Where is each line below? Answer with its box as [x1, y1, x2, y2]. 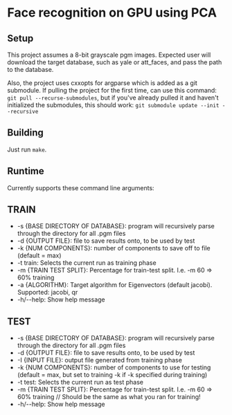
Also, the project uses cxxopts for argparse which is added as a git [7, 79, 197, 87]
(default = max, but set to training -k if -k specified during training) [17, 371, 208, 379]
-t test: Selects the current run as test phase [17, 378, 144, 387]
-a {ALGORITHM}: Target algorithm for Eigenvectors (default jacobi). [17, 281, 213, 289]
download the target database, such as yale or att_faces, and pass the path [7, 58, 222, 66]
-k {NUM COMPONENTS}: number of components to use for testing [17, 363, 211, 371]
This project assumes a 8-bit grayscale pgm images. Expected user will [7, 50, 211, 59]
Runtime [7, 165, 44, 177]
